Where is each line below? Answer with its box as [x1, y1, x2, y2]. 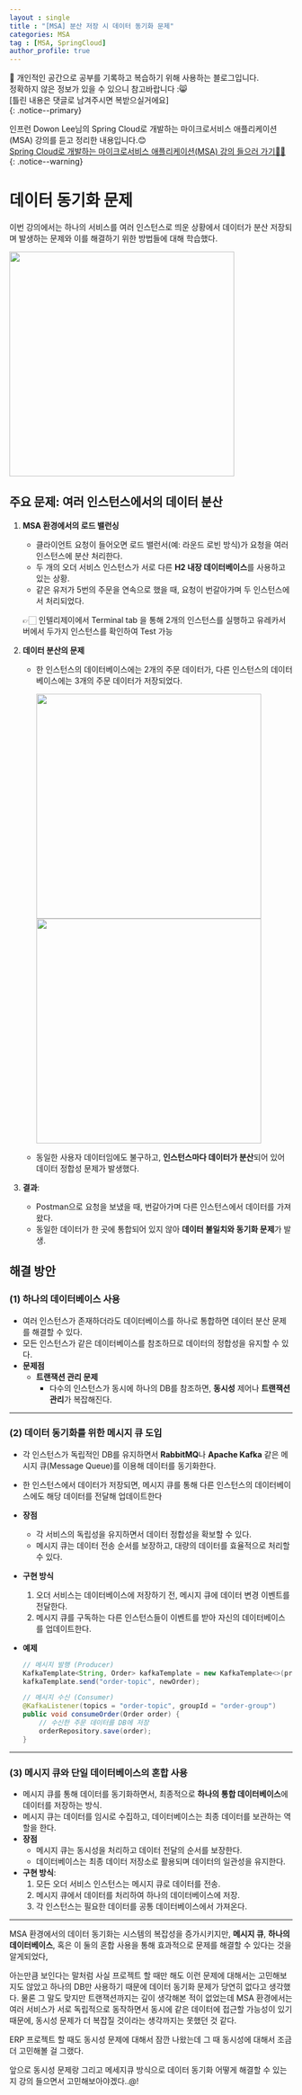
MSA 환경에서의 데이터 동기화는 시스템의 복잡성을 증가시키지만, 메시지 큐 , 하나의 [9, 1929, 290, 1939]
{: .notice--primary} [9, 105, 83, 116]
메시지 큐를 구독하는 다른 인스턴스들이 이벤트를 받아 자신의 [35, 1611, 241, 1623]
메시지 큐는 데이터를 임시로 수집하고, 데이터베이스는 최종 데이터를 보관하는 [22, 1811, 282, 1822]
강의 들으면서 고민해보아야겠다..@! [18, 2076, 139, 2087]
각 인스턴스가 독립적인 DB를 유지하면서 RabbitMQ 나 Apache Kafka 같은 [22, 1449, 280, 1459]
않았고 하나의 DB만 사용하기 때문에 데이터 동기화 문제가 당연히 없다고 [25, 1982, 267, 1992]
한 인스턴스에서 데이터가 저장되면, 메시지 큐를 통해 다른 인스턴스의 [22, 1479, 253, 1490]
